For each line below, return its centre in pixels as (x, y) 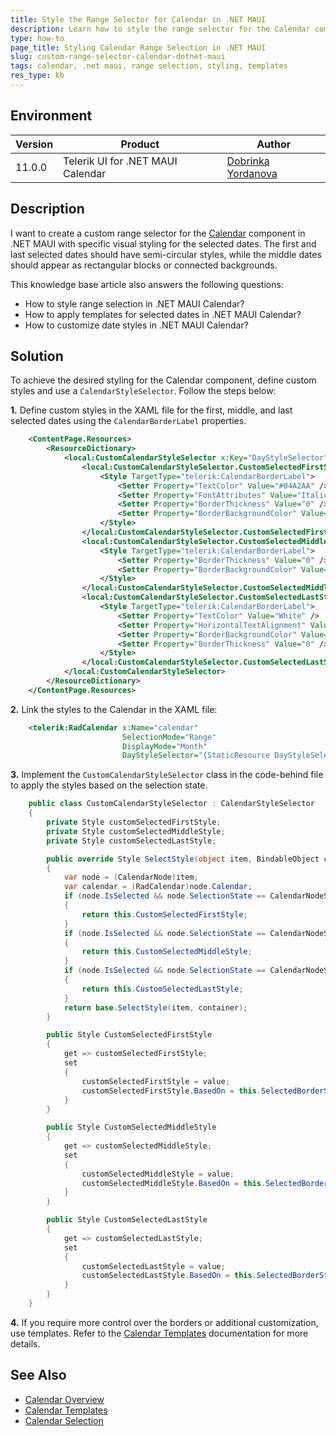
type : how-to (37, 38)
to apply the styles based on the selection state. (109, 785)
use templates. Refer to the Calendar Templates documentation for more (159, 1333)
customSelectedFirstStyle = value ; (155, 1081)
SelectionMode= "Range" (169, 737)
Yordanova (252, 173)
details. (25, 1343)
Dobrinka (248, 161)
